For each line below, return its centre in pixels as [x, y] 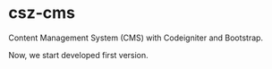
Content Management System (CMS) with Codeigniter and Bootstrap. [136, 38]
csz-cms [42, 13]
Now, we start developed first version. [78, 55]
